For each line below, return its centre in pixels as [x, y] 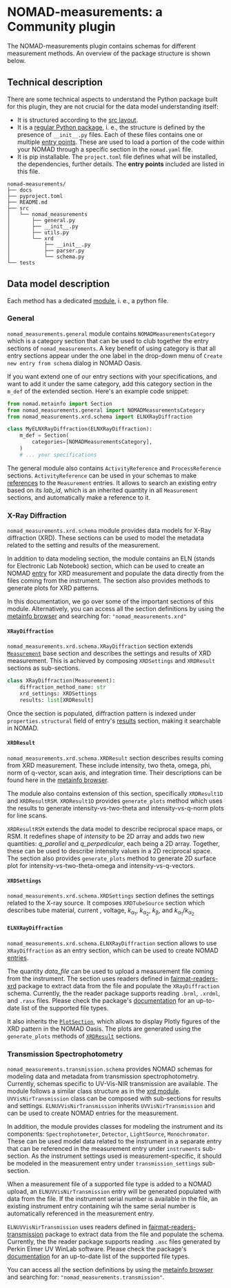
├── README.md [28, 202]
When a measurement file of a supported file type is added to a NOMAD [110, 1183]
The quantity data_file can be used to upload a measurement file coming [110, 971]
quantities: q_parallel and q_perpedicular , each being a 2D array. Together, [113, 844]
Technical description [55, 83]
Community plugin [61, 27]
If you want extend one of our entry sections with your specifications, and [112, 376]
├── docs [20, 190]
